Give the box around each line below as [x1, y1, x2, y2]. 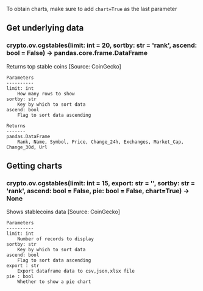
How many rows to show [17, 90, 75, 97]
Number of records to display [17, 236, 94, 242]
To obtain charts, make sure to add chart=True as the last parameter [6, 6, 177, 12]
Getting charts [6, 161, 63, 171]
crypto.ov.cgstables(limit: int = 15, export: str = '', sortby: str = [6, 179, 195, 187]
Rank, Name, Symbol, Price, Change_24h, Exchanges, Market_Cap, [17, 139, 184, 145]
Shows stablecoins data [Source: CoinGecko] [6, 208, 121, 216]
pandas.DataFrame [6, 133, 51, 139]
